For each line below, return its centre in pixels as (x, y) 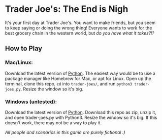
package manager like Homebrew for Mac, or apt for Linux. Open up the (78, 78)
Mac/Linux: (19, 62)
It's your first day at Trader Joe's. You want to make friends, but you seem (81, 23)
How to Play (24, 48)
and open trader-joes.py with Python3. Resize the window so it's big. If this (81, 117)
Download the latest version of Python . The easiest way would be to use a (80, 73)
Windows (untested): (31, 102)
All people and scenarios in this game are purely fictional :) (65, 132)
